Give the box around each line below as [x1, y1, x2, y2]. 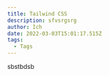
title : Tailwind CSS [7, 10, 68, 18]
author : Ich [7, 23, 42, 30]
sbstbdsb [7, 63, 35, 70]
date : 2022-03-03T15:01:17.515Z [7, 30, 102, 37]
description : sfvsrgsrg [7, 17, 77, 24]
